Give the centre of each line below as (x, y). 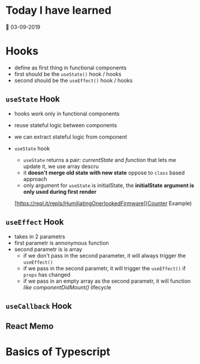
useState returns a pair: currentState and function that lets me (100, 160)
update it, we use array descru (61, 166)
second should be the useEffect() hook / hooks (73, 80)
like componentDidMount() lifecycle (67, 287)
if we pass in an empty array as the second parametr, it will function (107, 281)
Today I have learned (59, 10)
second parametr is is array (48, 249)
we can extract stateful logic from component (71, 137)
